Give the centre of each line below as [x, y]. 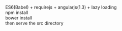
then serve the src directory [34, 23]
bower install [19, 18]
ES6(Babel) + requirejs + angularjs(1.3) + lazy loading [61, 7]
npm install [17, 12]
